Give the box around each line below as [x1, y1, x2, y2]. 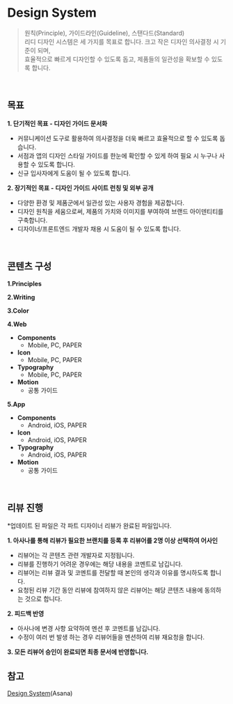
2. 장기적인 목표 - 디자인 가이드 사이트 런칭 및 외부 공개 [7, 183, 154, 192]
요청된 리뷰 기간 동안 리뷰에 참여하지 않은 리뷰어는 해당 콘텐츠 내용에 [17, 586, 203, 595]
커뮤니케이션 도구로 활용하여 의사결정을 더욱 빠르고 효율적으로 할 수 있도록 [17, 134, 218, 142]
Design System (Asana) [7, 689, 73, 698]
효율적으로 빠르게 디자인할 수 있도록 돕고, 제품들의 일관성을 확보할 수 [24, 54, 210, 63]
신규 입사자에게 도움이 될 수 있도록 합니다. [17, 169, 131, 177]
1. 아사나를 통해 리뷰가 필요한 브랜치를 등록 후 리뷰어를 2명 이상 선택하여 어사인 [7, 536, 218, 545]
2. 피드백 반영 [7, 609, 45, 618]
